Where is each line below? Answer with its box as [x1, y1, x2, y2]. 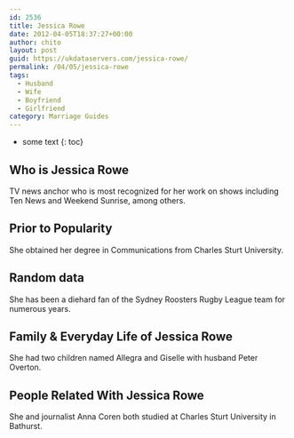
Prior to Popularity [9, 221, 113, 236]
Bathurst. [9, 421, 43, 432]
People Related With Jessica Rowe [9, 387, 204, 402]
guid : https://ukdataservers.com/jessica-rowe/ [9, 54, 189, 63]
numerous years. [9, 303, 71, 314]
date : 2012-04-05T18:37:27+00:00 [9, 29, 133, 38]
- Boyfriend [17, 95, 62, 105]
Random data [9, 270, 84, 285]
